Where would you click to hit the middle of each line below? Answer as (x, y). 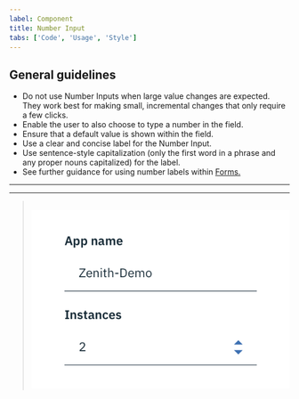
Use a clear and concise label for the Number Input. (117, 143)
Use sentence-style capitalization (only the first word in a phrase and (149, 153)
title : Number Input (48, 28)
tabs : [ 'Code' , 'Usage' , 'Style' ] (73, 37)
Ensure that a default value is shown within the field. (117, 134)
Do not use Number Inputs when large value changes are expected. (146, 96)
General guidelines (63, 74)
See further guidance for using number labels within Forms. (131, 172)
